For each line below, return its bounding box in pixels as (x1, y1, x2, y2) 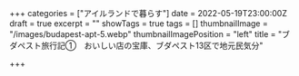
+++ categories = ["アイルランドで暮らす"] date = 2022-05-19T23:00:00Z (9, 8, 288, 18)
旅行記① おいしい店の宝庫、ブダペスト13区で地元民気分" (40, 40, 264, 51)
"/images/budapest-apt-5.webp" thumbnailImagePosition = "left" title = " (9, 29, 283, 39)
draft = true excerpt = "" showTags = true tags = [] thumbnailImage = (9, 18, 268, 29)
